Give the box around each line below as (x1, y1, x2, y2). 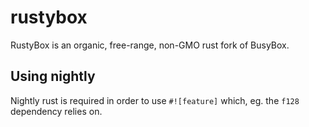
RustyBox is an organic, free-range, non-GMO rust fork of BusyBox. (10, 39, 290, 51)
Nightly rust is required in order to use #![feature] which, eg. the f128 (10, 94, 300, 106)
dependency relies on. (10, 105, 103, 117)
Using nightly (10, 68, 96, 85)
